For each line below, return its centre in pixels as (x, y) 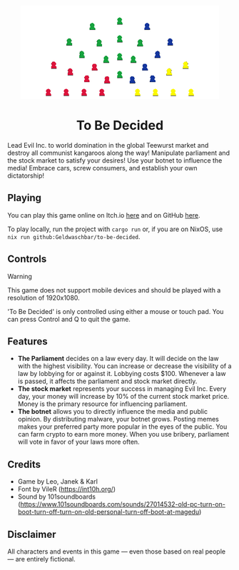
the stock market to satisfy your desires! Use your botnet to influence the (115, 160)
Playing (24, 198)
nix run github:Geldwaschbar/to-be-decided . (74, 236)
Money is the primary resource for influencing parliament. (102, 404)
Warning (20, 276)
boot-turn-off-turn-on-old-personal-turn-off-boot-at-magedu (108, 512)
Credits (24, 464)
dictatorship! (26, 175)
